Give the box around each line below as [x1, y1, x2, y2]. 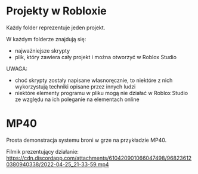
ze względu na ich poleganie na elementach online [14, 96, 140, 103]
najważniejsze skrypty [14, 47, 70, 54]
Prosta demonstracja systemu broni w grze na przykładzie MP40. [6, 136, 167, 144]
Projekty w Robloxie [6, 4, 107, 18]
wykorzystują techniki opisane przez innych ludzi [14, 83, 136, 90]
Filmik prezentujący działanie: [6, 148, 79, 155]
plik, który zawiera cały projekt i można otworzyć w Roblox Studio [14, 53, 177, 60]
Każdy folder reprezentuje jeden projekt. [6, 24, 106, 31]
